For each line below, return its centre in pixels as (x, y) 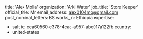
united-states (26, 32)
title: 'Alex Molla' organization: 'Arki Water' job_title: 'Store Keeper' (72, 7)
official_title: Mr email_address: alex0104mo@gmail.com (62, 12)
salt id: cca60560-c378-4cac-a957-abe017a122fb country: (72, 27)
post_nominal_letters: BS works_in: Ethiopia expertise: (60, 17)
